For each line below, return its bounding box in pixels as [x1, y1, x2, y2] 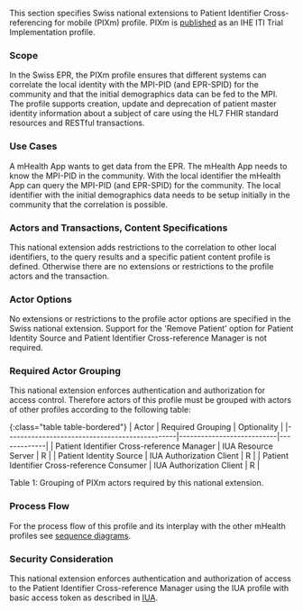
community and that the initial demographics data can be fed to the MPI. [9, 89, 278, 100]
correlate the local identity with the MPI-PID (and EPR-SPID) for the [9, 79, 259, 90]
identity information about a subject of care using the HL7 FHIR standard [9, 108, 280, 119]
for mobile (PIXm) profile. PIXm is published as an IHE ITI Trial [53, 17, 284, 28]
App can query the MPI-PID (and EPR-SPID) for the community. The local [9, 179, 281, 190]
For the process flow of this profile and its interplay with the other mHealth [9, 520, 286, 531]
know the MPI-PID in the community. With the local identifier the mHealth [9, 170, 281, 181]
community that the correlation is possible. [9, 198, 169, 210]
